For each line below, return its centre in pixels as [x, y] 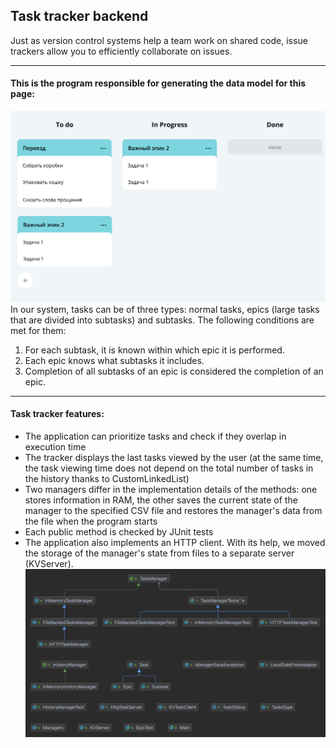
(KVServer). [49, 563]
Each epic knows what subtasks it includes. [114, 360]
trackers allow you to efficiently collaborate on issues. [121, 51]
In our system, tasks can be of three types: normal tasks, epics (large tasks [165, 309]
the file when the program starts [91, 521]
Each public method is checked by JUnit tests [119, 531]
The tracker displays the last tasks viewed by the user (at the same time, [174, 457]
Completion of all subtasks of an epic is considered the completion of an [174, 371]
